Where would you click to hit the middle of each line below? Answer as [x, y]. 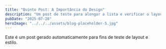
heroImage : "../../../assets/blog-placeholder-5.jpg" [62, 23]
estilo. [11, 43]
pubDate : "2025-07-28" [28, 19]
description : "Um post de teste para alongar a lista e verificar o [77, 14]
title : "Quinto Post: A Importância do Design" [55, 10]
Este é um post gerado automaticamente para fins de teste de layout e [77, 37]
